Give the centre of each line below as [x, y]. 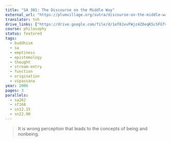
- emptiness [23, 52]
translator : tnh [22, 19]
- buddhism [21, 43]
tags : [11, 39]
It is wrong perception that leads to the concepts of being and [82, 128]
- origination [25, 76]
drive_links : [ [21, 24]
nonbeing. [28, 134]
